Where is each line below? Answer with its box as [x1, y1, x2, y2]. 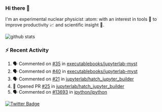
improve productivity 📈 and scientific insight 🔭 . [5, 22, 105, 28]
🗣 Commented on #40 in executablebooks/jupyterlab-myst [12, 68, 138, 74]
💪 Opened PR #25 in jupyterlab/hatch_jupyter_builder [12, 83, 124, 89]
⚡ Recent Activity [5, 47, 49, 54]
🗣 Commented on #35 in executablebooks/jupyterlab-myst [12, 61, 138, 67]
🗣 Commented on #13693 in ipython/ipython [12, 89, 108, 95]
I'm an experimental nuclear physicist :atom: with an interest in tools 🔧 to [5, 16, 157, 22]
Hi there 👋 [5, 5, 30, 12]
